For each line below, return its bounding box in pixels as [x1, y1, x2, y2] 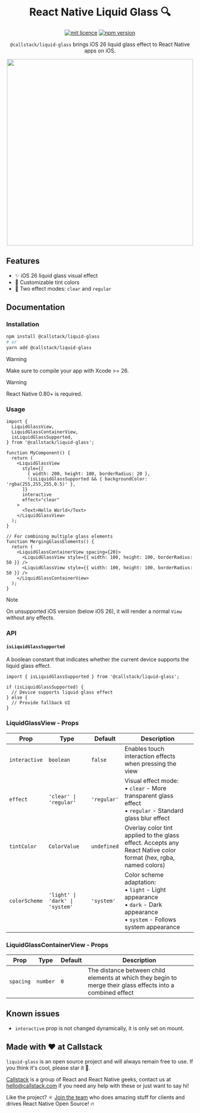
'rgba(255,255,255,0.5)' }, [6, 482, 76, 488]
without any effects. [6, 614, 55, 621]
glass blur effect [124, 813, 170, 822]
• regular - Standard [124, 806, 184, 815]
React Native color [124, 846, 177, 854]
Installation [6, 320, 40, 329]
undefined [91, 843, 119, 850]
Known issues [6, 1009, 60, 1019]
